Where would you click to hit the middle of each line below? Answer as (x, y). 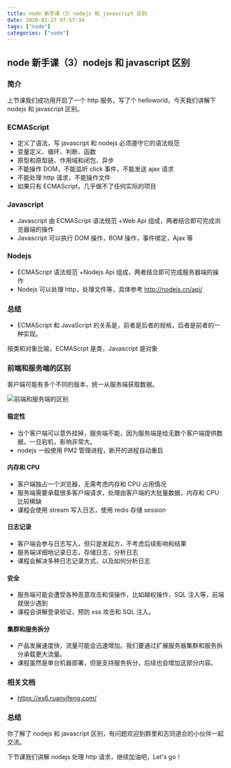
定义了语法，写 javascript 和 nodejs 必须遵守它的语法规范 (98, 143)
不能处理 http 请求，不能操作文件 (64, 177)
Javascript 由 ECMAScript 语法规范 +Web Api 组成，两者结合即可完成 (116, 220)
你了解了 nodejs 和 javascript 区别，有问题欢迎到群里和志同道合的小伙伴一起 (115, 733)
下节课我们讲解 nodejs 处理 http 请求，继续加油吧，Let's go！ (95, 757)
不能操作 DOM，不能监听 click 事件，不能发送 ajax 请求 (96, 169)
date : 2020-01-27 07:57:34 (46, 20)
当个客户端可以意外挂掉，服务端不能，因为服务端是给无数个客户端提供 (117, 433)
